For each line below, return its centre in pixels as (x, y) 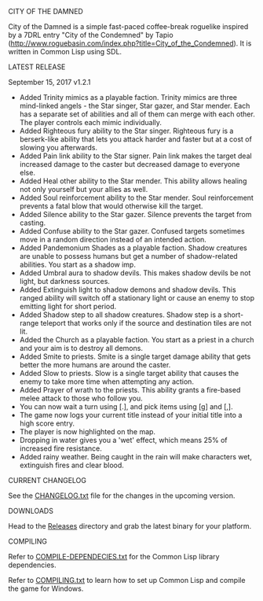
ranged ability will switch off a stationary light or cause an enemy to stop (137, 298)
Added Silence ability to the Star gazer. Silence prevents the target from (136, 214)
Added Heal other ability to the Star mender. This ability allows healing (133, 181)
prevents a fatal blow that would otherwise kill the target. (111, 206)
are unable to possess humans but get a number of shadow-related (128, 256)
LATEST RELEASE (37, 67)
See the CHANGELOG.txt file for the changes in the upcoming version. (122, 496)
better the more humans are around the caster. (95, 365)
